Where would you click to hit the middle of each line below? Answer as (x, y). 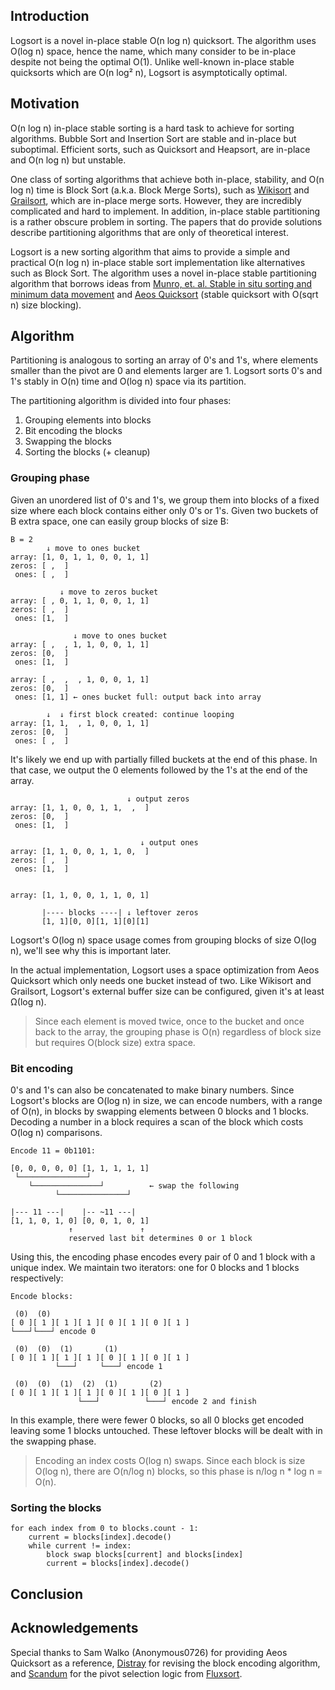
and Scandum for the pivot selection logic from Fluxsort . (126, 1673)
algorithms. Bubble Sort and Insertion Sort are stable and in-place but (153, 138)
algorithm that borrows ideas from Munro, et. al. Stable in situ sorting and (161, 283)
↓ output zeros (158, 799)
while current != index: (80, 1546)
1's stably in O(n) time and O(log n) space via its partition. (128, 381)
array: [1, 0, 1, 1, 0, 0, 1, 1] (80, 557)
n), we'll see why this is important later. (91, 950)
